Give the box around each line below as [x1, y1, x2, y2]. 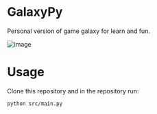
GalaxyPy [7, 4, 63, 20]
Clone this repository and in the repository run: [7, 87, 139, 95]
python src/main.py [7, 100, 63, 107]
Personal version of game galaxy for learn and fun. [7, 27, 151, 35]
